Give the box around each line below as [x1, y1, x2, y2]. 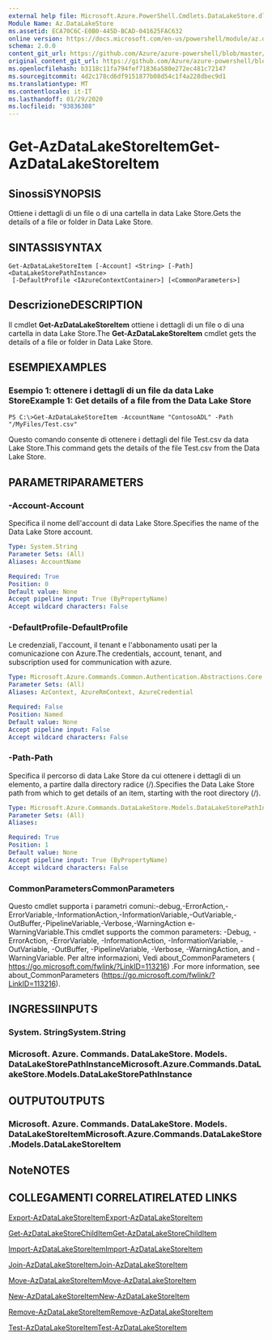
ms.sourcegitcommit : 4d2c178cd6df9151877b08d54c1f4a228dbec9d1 [8, 72, 227, 80]
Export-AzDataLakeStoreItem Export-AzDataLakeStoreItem [8, 1213, 203, 1222]
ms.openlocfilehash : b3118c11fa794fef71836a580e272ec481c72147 [8, 65, 227, 73]
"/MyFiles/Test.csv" [8, 420, 79, 429]
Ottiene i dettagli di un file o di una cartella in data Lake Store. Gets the [8, 209, 241, 218]
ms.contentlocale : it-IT [8, 87, 92, 96]
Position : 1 [8, 841, 49, 849]
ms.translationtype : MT [8, 80, 89, 88]
